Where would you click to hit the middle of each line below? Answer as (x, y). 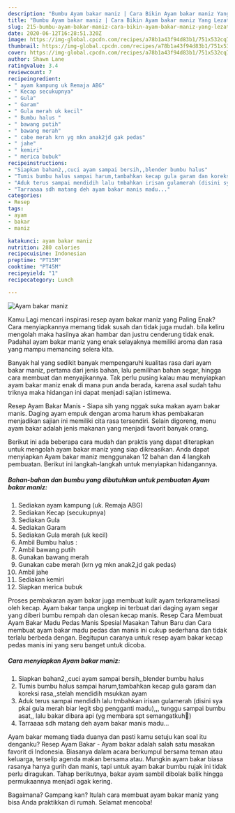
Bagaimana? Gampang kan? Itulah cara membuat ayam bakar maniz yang (113, 795)
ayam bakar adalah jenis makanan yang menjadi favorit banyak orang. (108, 428)
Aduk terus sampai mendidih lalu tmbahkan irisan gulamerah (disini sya (120, 700)
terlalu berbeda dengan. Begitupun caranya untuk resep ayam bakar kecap (116, 638)
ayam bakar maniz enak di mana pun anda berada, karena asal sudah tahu (115, 384)
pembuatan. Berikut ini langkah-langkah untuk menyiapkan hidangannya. (113, 464)
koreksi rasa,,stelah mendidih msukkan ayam (82, 693)
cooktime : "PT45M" (35, 267)
